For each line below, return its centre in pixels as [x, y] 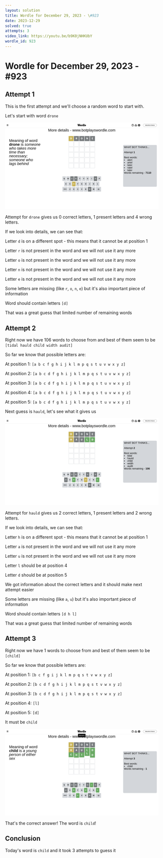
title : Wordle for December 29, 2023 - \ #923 [52, 15]
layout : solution [23, 10]
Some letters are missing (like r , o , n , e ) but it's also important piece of [75, 289]
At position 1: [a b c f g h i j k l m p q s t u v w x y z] [65, 364]
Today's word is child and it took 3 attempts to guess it [60, 850]
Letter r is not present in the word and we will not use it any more [71, 251]
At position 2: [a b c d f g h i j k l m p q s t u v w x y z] [68, 374]
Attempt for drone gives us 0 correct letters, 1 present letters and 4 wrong [79, 217]
